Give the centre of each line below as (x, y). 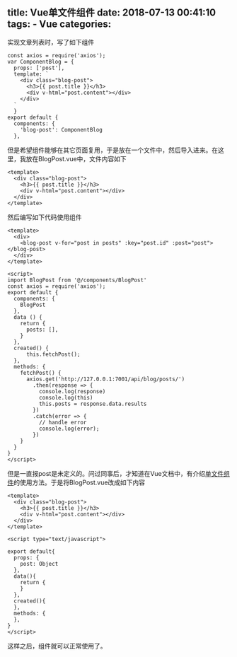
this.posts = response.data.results (93, 404)
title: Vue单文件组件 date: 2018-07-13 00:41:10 (112, 13)
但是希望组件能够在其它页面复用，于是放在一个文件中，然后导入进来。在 (112, 150)
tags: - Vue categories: (59, 24)
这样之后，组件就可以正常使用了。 (57, 646)
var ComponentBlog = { (41, 62)
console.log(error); (69, 429)
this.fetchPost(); (53, 354)
